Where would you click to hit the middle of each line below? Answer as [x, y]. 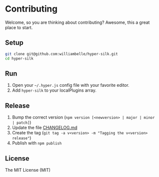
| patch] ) [22, 123]
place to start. [19, 27]
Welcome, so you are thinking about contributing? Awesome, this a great [78, 22]
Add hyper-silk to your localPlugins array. [54, 90]
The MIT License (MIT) [28, 170]
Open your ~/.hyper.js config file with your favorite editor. [71, 85]
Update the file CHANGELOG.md [45, 128]
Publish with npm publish [37, 143]
